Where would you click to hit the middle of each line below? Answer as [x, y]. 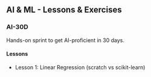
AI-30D [17, 27]
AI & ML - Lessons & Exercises [64, 10]
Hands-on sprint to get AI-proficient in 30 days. [66, 40]
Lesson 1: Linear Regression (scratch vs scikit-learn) [80, 67]
